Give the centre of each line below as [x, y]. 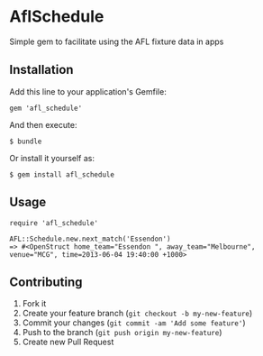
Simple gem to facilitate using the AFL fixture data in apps [117, 41]
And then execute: [43, 124]
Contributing [46, 282]
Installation [41, 70]
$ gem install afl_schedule [62, 174]
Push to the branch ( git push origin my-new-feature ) [122, 333]
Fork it [34, 304]
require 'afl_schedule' [54, 223]
